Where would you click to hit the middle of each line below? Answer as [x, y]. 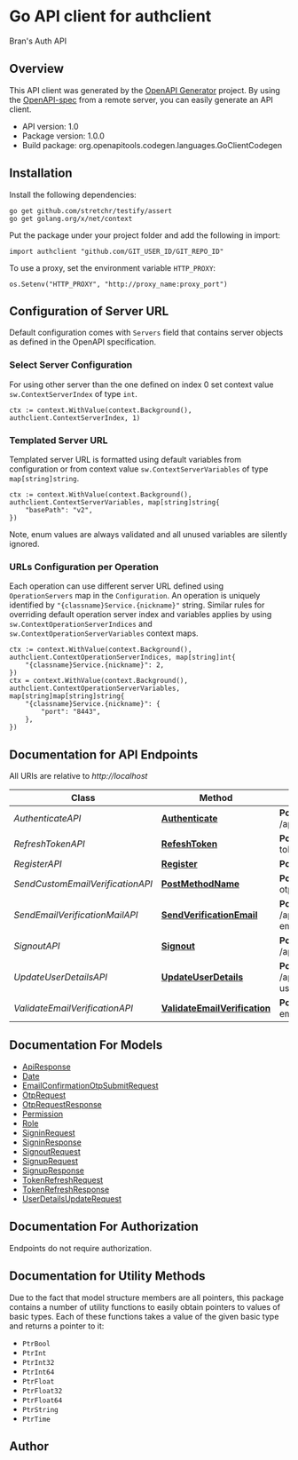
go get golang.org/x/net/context [71, 218]
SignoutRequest [51, 1151]
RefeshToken [189, 844]
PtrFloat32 [42, 1391]
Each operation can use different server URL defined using [117, 586]
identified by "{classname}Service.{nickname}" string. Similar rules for [137, 605]
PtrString [40, 1409]
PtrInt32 [38, 1362]
